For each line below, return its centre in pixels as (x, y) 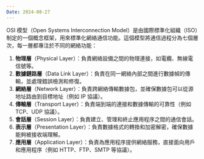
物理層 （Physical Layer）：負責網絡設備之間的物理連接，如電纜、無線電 (104, 58)
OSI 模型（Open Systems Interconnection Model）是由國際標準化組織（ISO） (102, 30)
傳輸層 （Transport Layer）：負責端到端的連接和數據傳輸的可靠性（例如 (103, 104)
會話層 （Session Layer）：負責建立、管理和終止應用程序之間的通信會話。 (106, 119)
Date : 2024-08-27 (28, 12)
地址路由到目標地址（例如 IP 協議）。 (61, 96)
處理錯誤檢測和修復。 (58, 81)
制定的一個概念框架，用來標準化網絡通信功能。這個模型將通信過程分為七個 (100, 38)
